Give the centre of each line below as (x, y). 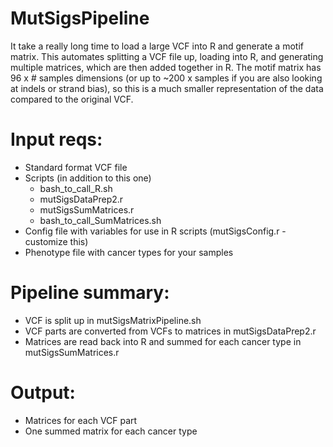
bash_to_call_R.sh (76, 188)
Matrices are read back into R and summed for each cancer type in (163, 341)
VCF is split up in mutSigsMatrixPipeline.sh (113, 320)
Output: (43, 393)
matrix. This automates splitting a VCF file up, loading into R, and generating (167, 56)
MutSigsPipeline (80, 18)
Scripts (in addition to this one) (88, 178)
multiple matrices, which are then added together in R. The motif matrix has (166, 67)
